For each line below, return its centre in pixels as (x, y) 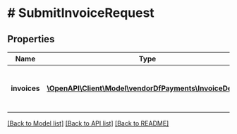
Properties (31, 39)
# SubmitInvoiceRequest (81, 13)
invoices (25, 88)
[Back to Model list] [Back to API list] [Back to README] (88, 123)
